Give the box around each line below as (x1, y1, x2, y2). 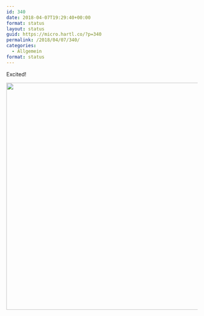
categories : (6, 43, 36, 49)
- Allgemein (12, 48, 42, 54)
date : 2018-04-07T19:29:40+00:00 (6, 15, 91, 21)
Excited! (6, 70, 27, 77)
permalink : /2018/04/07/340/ (6, 37, 80, 43)
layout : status (6, 25, 45, 32)
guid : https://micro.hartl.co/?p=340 (6, 31, 102, 38)
